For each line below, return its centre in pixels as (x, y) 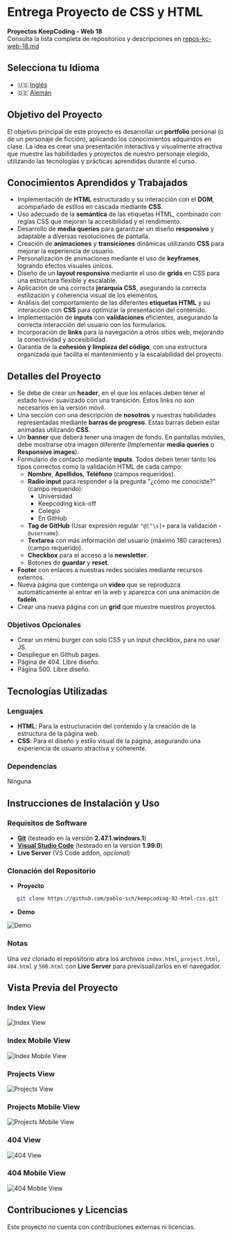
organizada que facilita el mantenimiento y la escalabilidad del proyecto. (120, 354)
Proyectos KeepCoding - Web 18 (55, 31)
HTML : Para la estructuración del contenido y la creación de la (106, 726)
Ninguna (19, 781)
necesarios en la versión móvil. (61, 408)
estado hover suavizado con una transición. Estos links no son (106, 401)
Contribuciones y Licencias (68, 1210)
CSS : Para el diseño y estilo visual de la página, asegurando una (109, 741)
